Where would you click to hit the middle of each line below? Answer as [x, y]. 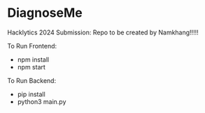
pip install [31, 94]
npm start [31, 67]
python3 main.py [42, 101]
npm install [33, 59]
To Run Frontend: [32, 46]
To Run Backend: [32, 80]
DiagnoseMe [45, 13]
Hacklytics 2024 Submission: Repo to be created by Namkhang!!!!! [103, 32]
